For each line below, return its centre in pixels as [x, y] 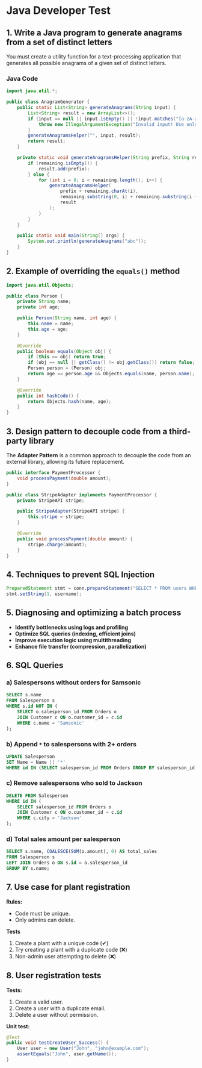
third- [180, 431]
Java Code [22, 78]
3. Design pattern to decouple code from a [87, 431]
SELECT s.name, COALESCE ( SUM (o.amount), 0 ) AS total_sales [82, 852]
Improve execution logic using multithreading [73, 640]
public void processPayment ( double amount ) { [75, 539]
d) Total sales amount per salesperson [63, 839]
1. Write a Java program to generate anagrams [94, 33]
